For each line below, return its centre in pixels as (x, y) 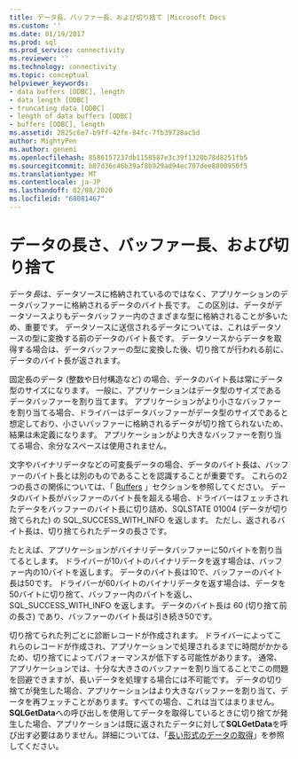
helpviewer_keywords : (49, 83)
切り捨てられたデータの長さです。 (110, 531)
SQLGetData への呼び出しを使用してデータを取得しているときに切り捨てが (145, 712)
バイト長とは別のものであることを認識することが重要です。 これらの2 (160, 475)
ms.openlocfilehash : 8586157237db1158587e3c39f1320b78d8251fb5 (129, 157)
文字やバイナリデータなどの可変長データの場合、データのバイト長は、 (137, 464)
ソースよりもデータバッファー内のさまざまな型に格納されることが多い (153, 316)
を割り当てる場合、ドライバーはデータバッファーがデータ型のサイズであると (149, 412)
